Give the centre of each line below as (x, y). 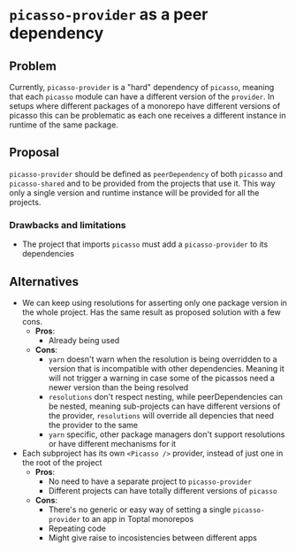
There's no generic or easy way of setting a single (140, 510)
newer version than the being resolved (118, 387)
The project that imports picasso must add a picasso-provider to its (145, 244)
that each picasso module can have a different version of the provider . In (142, 96)
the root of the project (62, 462)
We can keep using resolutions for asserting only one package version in (154, 303)
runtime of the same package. (64, 125)
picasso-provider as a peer (109, 15)
